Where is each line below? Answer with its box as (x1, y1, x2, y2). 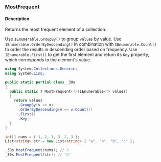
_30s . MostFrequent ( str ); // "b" (5, 152, 71, 158)
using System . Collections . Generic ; (5, 66, 78, 72)
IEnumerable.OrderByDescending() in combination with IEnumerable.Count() (5, 41, 157, 47)
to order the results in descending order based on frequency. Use (5, 47, 138, 53)
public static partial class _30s (5, 80, 76, 84)
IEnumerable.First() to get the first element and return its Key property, (5, 52, 150, 57)
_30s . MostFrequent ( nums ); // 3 (5, 148, 69, 153)
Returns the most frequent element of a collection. (5, 27, 107, 32)
